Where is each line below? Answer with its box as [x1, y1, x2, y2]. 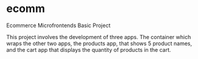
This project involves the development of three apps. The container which [6, 33, 191, 40]
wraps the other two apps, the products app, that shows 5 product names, [6, 40, 193, 47]
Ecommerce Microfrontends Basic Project [6, 22, 111, 29]
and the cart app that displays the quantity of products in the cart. [6, 46, 171, 53]
